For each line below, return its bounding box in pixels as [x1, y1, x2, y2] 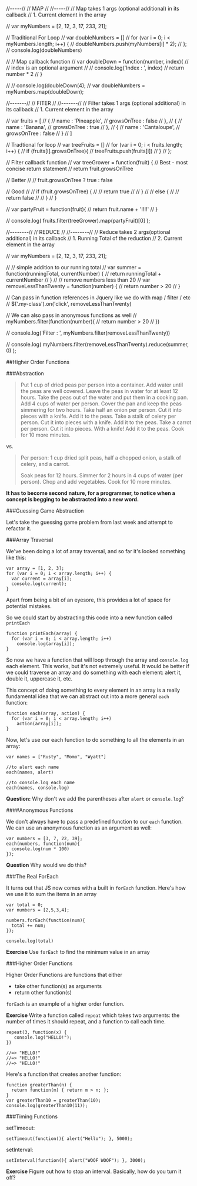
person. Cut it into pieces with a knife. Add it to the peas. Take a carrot [20, 419, 192, 426]
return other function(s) [14, 989, 72, 996]
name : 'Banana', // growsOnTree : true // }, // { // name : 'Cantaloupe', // [6, 124, 181, 130]
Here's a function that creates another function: [6, 1071, 122, 1078]
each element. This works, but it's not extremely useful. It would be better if [6, 663, 190, 669]
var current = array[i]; [11, 576, 72, 582]
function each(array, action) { [6, 711, 85, 716]
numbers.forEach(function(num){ [6, 917, 85, 923]
